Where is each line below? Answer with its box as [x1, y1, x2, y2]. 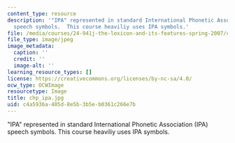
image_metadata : [7, 43, 55, 50]
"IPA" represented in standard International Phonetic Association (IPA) [7, 120, 208, 128]
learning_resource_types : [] [7, 68, 92, 75]
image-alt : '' [13, 62, 55, 69]
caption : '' [13, 50, 49, 57]
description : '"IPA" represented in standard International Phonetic [7, 17, 215, 24]
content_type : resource [7, 10, 77, 17]
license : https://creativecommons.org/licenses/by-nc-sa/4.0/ [7, 75, 192, 82]
